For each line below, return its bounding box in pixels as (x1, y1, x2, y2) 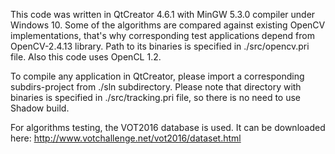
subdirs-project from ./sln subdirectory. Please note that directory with (10, 81, 302, 93)
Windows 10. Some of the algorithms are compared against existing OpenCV (10, 19, 326, 31)
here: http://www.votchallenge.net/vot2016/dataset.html (10, 132, 242, 144)
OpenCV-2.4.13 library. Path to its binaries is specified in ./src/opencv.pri (10, 40, 310, 52)
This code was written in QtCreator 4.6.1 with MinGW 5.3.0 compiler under (10, 9, 316, 20)
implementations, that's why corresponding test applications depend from (10, 30, 315, 41)
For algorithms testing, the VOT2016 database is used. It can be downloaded (10, 122, 326, 133)
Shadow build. (10, 102, 70, 114)
